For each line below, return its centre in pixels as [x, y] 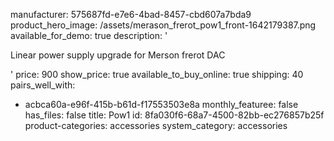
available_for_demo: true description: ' [89, 35]
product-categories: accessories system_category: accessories [156, 125]
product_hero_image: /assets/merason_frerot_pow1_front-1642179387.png [163, 25]
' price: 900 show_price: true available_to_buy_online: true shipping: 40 [157, 74]
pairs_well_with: [43, 85]
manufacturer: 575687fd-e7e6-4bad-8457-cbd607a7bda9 [131, 14]
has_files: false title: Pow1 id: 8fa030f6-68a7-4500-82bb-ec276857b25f [174, 115]
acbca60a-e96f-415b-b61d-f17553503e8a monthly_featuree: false [161, 104]
